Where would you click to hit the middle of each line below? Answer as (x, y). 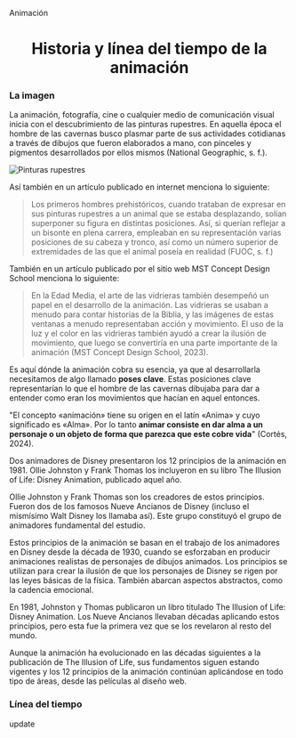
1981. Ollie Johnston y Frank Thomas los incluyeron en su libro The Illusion (145, 470)
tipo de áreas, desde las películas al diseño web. (98, 681)
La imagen (32, 95)
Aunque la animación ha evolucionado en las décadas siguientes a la (135, 653)
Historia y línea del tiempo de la (149, 49)
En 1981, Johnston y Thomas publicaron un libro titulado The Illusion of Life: (148, 607)
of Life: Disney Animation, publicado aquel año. (96, 480)
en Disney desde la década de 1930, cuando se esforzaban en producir (140, 552)
